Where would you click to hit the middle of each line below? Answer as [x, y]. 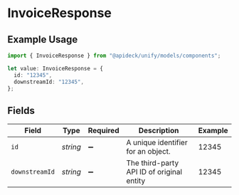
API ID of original [154, 172]
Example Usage [43, 39]
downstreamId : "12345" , [49, 82]
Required [103, 131]
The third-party [153, 163]
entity [136, 181]
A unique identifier [157, 142]
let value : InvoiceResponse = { [55, 68]
